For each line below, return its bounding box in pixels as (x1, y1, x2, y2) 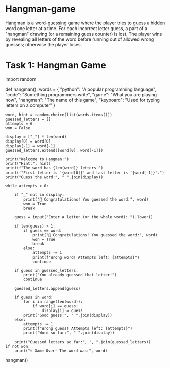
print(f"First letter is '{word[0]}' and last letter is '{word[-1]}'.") (5, 170, 165, 175)
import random (5, 76, 37, 82)
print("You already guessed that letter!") (23, 272, 117, 277)
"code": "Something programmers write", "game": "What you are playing (5, 91, 157, 97)
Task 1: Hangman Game (5, 60, 107, 71)
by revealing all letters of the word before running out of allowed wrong (5, 36, 154, 42)
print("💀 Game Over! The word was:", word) (14, 348, 108, 353)
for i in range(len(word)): (23, 299, 83, 304)
